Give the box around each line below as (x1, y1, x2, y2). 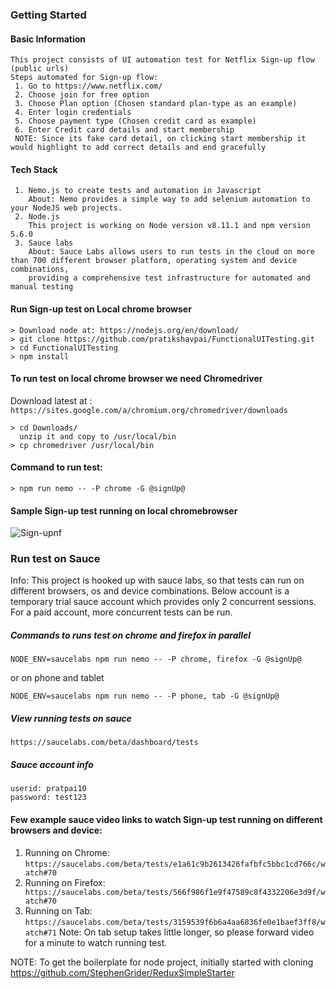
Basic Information (10, 33, 87, 45)
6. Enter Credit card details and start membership (14, 125, 235, 135)
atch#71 (24, 928, 57, 938)
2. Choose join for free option (14, 90, 150, 100)
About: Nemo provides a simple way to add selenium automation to (28, 194, 311, 205)
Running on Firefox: (24, 876, 106, 888)
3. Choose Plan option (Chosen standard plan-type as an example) (14, 99, 298, 109)
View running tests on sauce (10, 713, 132, 724)
